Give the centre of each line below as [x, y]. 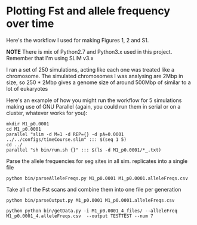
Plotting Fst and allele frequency [88, 11]
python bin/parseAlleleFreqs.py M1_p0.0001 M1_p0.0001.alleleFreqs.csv [97, 178]
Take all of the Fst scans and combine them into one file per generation [94, 189]
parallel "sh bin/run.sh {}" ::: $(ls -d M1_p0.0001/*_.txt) [84, 150]
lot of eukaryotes [27, 88]
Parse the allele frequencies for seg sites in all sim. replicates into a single [97, 161]
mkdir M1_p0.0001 [28, 124]
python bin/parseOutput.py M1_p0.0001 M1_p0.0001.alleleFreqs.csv [90, 200]
